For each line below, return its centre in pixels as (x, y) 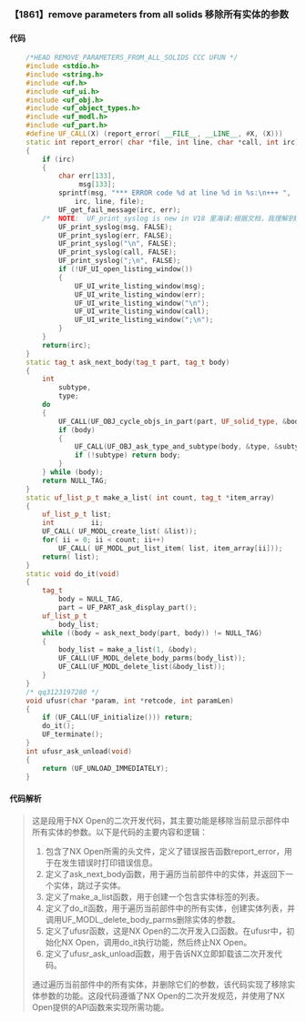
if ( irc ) (59, 159)
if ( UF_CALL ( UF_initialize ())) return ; (118, 718)
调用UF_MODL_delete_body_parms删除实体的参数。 (143, 919)
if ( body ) (76, 430)
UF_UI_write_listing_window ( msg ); (140, 286)
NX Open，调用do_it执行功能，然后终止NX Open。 (157, 942)
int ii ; (73, 523)
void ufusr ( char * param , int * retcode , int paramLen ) (130, 701)
